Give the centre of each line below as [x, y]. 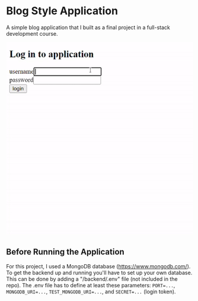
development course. [32, 33]
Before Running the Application [65, 252]
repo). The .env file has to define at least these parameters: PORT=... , [91, 285]
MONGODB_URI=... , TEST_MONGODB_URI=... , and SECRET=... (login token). [91, 292]
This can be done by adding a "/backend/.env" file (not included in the [92, 279]
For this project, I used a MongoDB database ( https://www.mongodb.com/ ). [98, 266]
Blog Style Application [62, 11]
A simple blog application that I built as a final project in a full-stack [88, 27]
